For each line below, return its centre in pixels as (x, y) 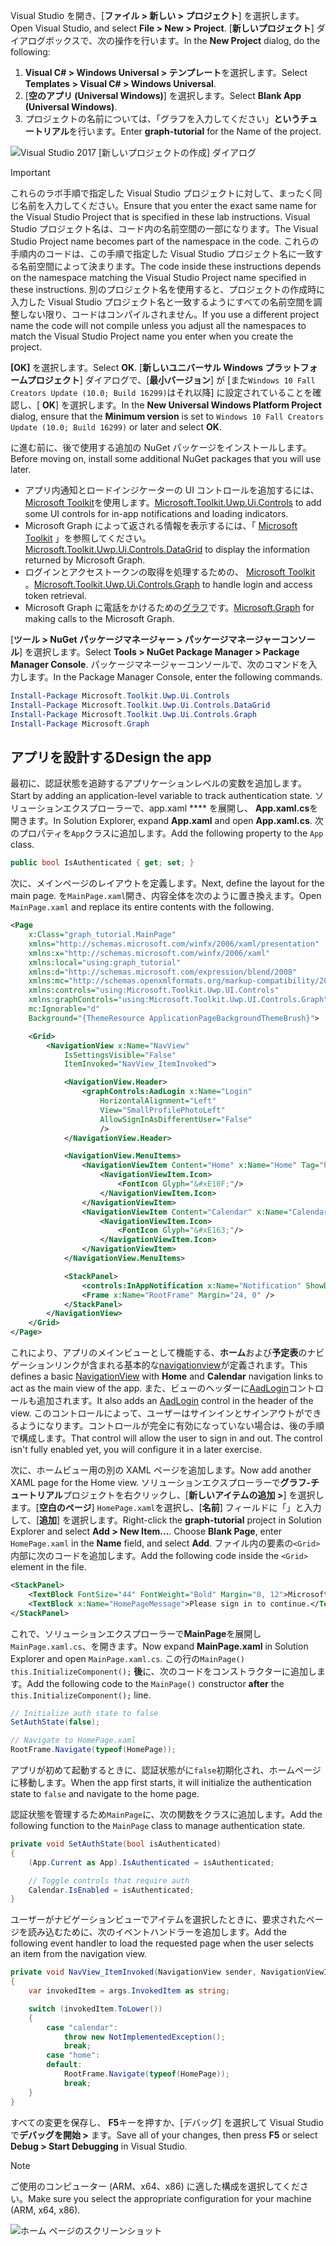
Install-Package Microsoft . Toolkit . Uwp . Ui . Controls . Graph (133, 714)
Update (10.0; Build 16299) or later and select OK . (116, 427)
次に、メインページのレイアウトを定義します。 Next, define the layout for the (167, 883)
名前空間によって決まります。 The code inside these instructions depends (170, 266)
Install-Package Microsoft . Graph (80, 724)
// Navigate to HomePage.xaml (73, 1740)
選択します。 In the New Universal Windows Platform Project (195, 405)
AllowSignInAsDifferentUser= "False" (176, 1119)
